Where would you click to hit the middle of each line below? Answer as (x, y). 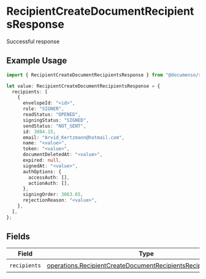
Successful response (33, 41)
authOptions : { (42, 171)
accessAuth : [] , (49, 177)
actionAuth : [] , (49, 183)
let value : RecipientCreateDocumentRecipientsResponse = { (83, 86)
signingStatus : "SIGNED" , (55, 120)
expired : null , (42, 160)
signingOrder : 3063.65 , (53, 195)
